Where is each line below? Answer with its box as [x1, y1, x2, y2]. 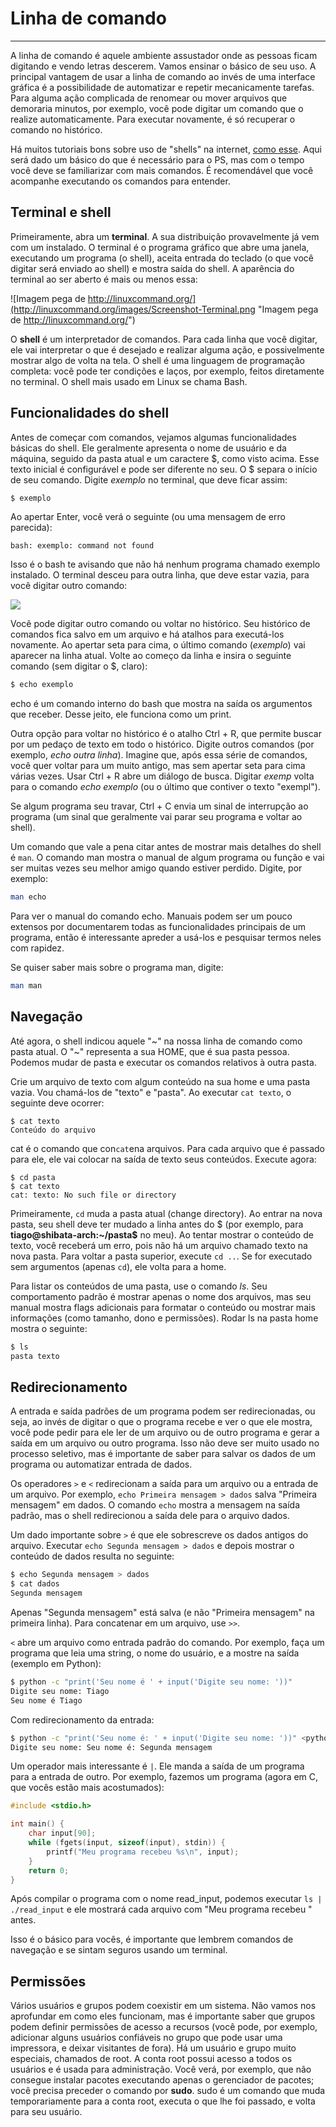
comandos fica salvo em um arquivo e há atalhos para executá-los [10, 628, 285, 641]
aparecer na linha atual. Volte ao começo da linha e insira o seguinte [10, 650, 292, 662]
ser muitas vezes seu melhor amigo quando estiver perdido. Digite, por [10, 862, 303, 874]
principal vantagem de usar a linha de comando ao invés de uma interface [10, 70, 316, 82]
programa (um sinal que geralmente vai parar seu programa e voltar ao [10, 811, 303, 823]
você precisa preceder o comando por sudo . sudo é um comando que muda [10, 2085, 326, 2097]
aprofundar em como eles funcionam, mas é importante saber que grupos [10, 2010, 316, 2022]
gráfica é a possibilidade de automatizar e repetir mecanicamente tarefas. [10, 81, 315, 93]
